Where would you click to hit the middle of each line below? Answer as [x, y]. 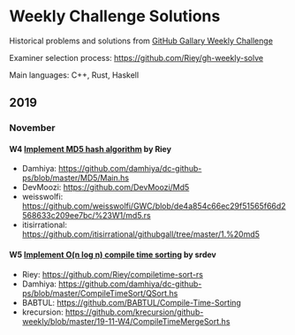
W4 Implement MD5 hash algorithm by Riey [91, 148]
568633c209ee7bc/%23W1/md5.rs [87, 216]
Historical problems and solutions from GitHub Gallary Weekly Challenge [141, 41]
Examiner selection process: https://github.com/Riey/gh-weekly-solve [136, 57]
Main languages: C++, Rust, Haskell [74, 75]
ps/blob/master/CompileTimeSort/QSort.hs [100, 293]
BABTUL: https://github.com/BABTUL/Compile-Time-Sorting [131, 302]
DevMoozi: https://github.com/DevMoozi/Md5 [106, 187]
